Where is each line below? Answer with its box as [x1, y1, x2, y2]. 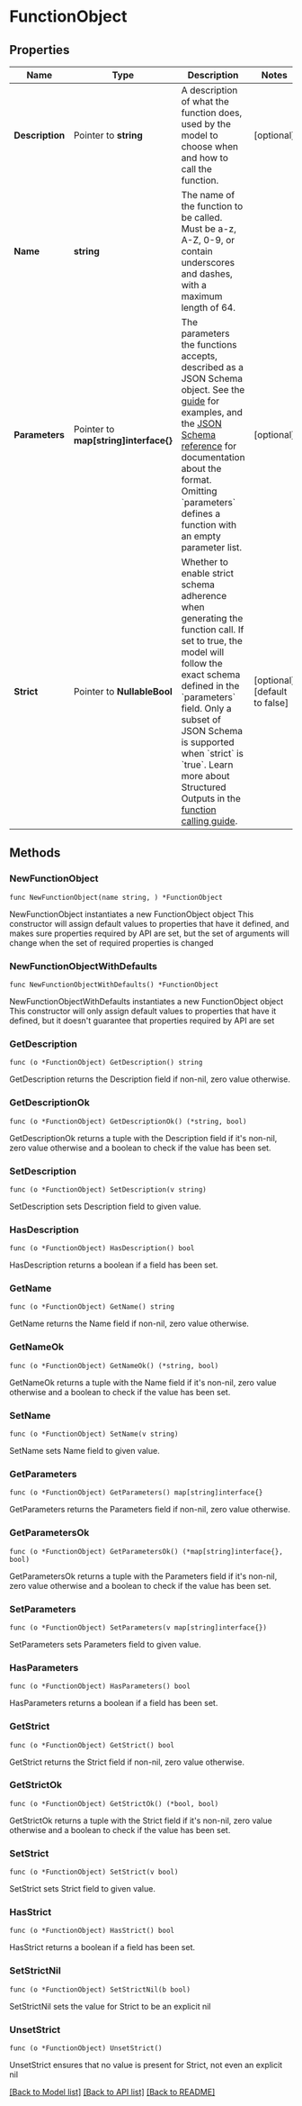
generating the [181, 613, 244, 624]
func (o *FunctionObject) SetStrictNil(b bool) [9, 1984, 191, 1994]
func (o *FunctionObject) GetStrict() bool [9, 1740, 175, 1749]
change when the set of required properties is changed [9, 937, 214, 948]
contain [181, 245, 213, 258]
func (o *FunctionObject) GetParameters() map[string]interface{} [9, 1488, 263, 1497]
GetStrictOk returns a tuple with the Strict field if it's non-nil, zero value [9, 1815, 272, 1826]
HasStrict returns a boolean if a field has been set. [9, 1942, 196, 1953]
